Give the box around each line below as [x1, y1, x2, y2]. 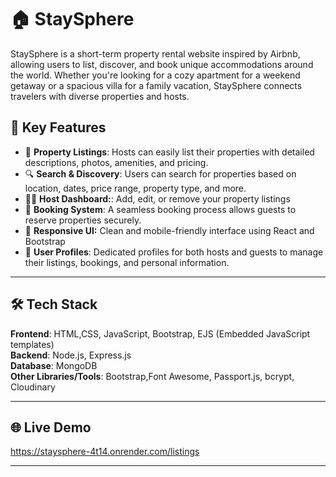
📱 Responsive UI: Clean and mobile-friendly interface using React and [24, 224, 315, 236]
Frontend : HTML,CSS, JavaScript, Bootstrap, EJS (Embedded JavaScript [10, 327, 311, 340]
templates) [10, 338, 55, 350]
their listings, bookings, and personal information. [24, 256, 230, 268]
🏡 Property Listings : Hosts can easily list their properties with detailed [24, 146, 315, 158]
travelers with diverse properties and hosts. [10, 90, 190, 102]
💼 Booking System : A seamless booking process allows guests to [24, 203, 297, 215]
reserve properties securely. [24, 214, 142, 226]
